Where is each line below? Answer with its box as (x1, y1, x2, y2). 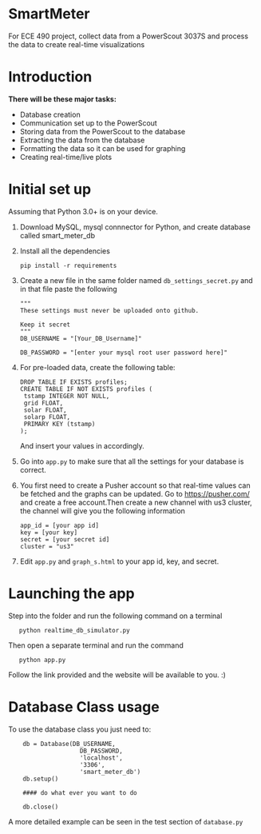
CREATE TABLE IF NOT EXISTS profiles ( (19, 385, 153, 393)
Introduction (8, 68, 93, 86)
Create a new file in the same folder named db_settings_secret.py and (19, 275, 253, 285)
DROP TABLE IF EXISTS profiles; (19, 377, 128, 386)
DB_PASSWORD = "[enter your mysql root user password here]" (19, 349, 228, 357)
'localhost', (79, 753, 124, 762)
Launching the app (8, 585, 135, 602)
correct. (19, 465, 46, 474)
